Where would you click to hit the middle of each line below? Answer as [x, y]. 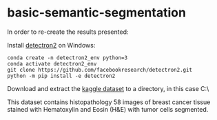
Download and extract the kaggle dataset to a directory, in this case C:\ [108, 88]
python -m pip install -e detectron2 [61, 76]
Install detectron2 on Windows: [51, 45]
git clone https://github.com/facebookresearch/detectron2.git [100, 70]
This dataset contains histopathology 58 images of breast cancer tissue [109, 102]
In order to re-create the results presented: [68, 32]
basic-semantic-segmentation [96, 13]
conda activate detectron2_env [52, 63]
